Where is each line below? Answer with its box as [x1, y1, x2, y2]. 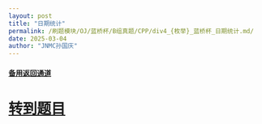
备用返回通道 [8, 68, 51, 78]
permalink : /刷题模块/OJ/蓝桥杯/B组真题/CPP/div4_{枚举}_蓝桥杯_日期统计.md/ [8, 27, 254, 35]
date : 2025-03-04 [8, 34, 67, 43]
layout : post [8, 11, 53, 20]
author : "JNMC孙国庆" [8, 42, 78, 50]
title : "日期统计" [8, 19, 67, 28]
